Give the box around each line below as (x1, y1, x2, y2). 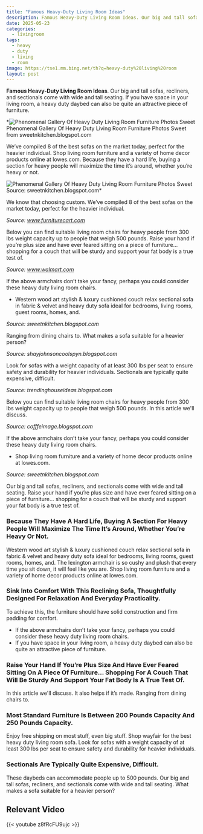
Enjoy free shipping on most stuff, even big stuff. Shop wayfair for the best (6, 732, 192, 740)
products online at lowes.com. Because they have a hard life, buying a (6, 156, 181, 163)
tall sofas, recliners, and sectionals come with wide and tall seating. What (6, 780, 189, 787)
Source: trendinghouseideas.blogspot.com (6, 387, 113, 394)
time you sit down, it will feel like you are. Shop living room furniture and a (6, 565, 190, 573)
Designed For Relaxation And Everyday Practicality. (6, 594, 161, 603)
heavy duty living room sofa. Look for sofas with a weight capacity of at (6, 739, 185, 746)
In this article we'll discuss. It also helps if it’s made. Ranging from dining (6, 689, 187, 697)
